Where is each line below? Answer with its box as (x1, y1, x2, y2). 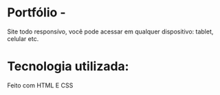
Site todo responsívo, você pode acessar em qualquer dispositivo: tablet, (7, 27, 214, 36)
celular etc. (7, 34, 39, 42)
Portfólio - (7, 5, 67, 21)
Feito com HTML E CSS (7, 81, 74, 90)
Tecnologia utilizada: (7, 59, 129, 74)
